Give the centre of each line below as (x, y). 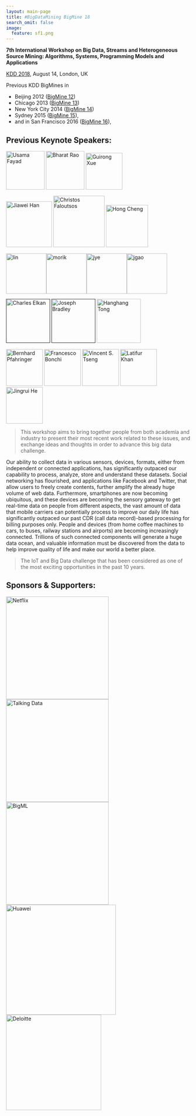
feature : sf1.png (32, 33)
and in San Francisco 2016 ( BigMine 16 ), (63, 122)
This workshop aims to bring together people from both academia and (105, 431)
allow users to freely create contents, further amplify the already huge (91, 487)
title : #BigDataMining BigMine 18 (48, 17)
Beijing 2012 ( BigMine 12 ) (45, 97)
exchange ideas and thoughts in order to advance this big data (96, 444)
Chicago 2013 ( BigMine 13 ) (47, 103)
